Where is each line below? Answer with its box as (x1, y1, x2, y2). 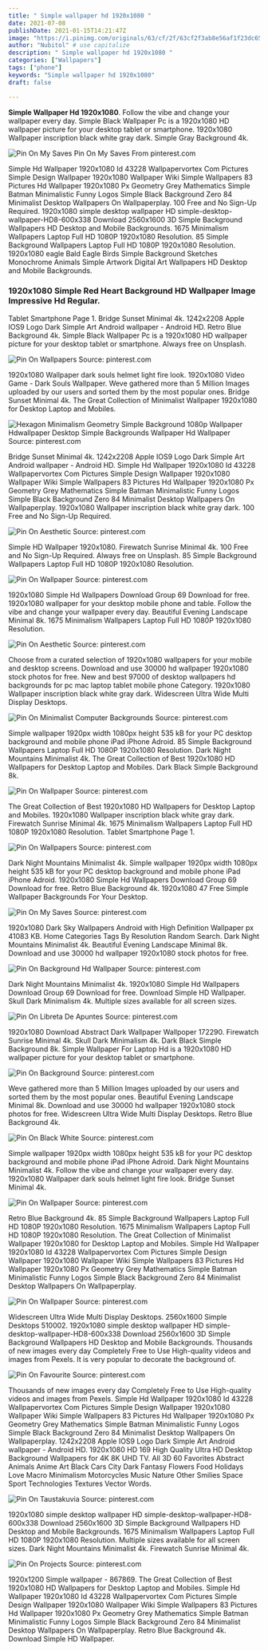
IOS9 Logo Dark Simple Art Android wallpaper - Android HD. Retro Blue (8, 322, 242, 331)
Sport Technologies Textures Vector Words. (8, 1479, 152, 1488)
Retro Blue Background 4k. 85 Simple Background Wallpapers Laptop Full (8, 1213, 250, 1222)
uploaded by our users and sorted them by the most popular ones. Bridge (8, 386, 250, 396)
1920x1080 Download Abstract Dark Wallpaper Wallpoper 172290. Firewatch (8, 1027, 259, 1036)
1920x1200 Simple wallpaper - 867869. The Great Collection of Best (8, 1574, 233, 1584)
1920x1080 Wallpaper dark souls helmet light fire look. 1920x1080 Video (8, 370, 245, 379)
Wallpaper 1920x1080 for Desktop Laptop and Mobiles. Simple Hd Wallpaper (8, 1238, 259, 1248)
